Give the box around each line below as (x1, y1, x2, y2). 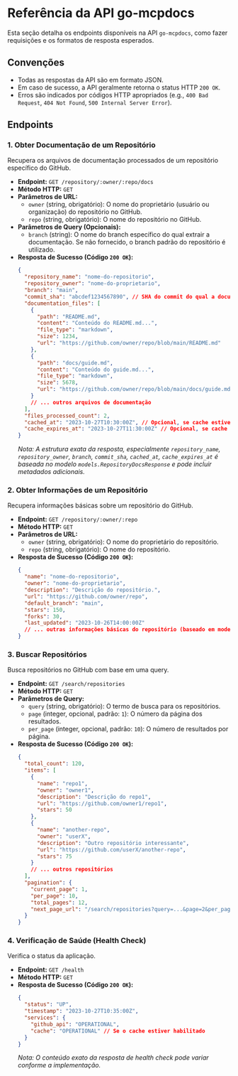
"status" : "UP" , (24, 1001, 72, 1008)
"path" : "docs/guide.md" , (36, 359, 113, 367)
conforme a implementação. (17, 1061, 101, 1070)
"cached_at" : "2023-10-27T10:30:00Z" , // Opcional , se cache (24, 419, 209, 426)
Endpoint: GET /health (17, 965, 84, 974)
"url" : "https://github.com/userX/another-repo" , (36, 846, 186, 854)
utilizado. (28, 245, 55, 254)
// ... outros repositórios (30, 866, 113, 873)
